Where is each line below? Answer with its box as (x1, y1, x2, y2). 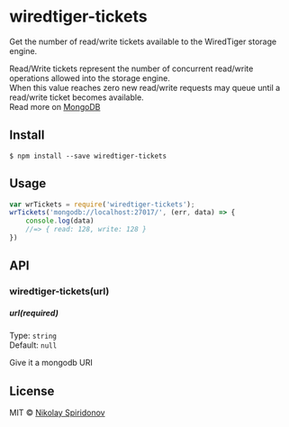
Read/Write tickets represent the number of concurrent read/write (9, 63, 254, 74)
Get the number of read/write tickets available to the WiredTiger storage (9, 36, 277, 47)
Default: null (9, 340, 58, 350)
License (9, 383, 55, 398)
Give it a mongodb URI (9, 358, 93, 368)
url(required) (9, 307, 59, 318)
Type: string (9, 331, 57, 341)
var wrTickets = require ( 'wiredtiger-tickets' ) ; (9, 200, 195, 209)
